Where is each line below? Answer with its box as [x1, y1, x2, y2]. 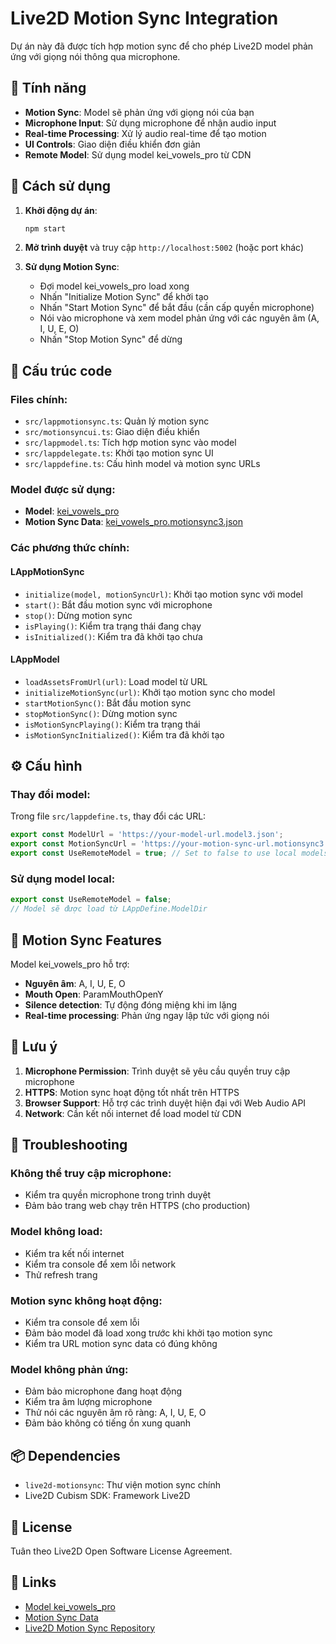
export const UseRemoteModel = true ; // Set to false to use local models [10, 848, 329, 859]
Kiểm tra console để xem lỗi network [24, 1258, 177, 1270]
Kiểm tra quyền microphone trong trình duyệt [24, 1189, 212, 1201]
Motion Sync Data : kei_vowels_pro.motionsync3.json [24, 516, 243, 528]
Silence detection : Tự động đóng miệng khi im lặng [24, 998, 238, 1011]
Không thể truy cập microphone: [10, 1167, 172, 1181]
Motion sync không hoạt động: [10, 1293, 163, 1307]
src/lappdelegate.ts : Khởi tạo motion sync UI [24, 447, 214, 459]
